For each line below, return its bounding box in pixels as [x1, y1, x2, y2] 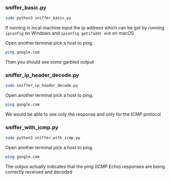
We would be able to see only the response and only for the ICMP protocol [5, 111, 161, 118]
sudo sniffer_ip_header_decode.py [5, 83, 79, 88]
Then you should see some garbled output [5, 59, 94, 65]
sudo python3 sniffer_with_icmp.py [5, 135, 81, 140]
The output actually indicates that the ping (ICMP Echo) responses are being [5, 164, 165, 170]
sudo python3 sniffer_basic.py [5, 16, 72, 21]
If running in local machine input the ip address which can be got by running [5, 25, 164, 31]
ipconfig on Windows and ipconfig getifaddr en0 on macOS [5, 30, 134, 37]
